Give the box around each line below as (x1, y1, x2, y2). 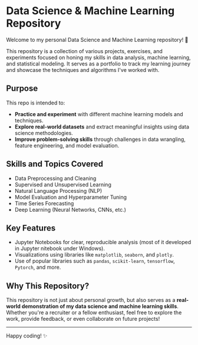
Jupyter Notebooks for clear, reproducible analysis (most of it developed (14, 239, 192, 246)
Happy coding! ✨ (6, 332, 48, 340)
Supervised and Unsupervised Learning (14, 181, 112, 188)
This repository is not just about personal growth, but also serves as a (6, 297, 176, 304)
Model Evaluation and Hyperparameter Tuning (14, 193, 127, 201)
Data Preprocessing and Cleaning (14, 175, 97, 182)
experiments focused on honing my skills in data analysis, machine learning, (6, 54, 191, 61)
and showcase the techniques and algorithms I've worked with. (6, 66, 160, 73)
